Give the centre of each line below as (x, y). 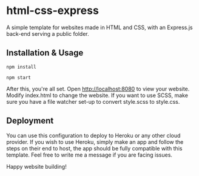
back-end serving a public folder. (48, 33)
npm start (19, 77)
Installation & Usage (45, 53)
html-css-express (52, 11)
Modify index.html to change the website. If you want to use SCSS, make (97, 95)
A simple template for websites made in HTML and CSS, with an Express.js (99, 27)
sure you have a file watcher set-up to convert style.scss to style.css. (93, 101)
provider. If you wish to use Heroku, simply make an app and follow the (95, 142)
